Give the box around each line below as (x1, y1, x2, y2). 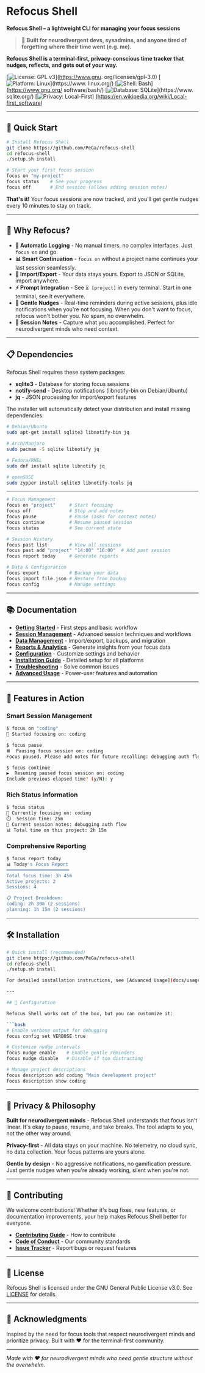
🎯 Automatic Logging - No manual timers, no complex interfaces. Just (15, 241, 193, 249)
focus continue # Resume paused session (6, 519, 132, 525)
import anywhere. (15, 277, 60, 284)
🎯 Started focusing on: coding (6, 731, 86, 737)
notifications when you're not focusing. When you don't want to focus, (15, 305, 193, 313)
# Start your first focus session (6, 167, 95, 173)
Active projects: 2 (6, 878, 56, 885)
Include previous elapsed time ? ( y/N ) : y (6, 776, 113, 782)
